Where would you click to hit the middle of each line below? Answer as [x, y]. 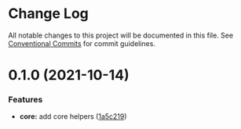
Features [26, 100]
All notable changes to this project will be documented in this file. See [121, 35]
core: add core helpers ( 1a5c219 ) [73, 116]
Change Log [48, 14]
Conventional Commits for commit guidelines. [82, 43]
